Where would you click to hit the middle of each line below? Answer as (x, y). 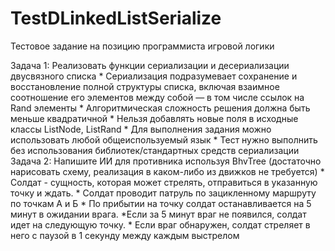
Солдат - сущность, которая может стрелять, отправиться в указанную (164, 182)
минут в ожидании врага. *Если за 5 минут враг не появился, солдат (158, 214)
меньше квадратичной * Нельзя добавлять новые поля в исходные (154, 118)
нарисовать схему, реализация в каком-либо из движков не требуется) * (167, 171)
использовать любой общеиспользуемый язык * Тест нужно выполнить (164, 139)
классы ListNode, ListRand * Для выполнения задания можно (141, 129)
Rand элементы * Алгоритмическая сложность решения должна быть (160, 108)
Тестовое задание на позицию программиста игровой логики (142, 46)
